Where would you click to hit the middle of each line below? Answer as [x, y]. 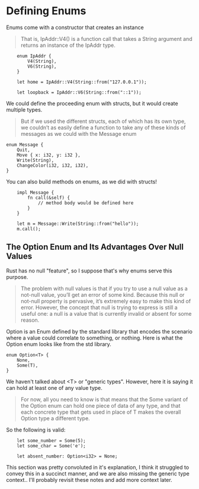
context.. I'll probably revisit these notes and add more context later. [89, 480]
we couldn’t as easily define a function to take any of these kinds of [103, 127]
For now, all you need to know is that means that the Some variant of [104, 399]
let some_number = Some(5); [51, 440]
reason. [30, 320]
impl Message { [36, 192]
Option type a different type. [55, 418]
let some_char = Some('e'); [51, 446]
